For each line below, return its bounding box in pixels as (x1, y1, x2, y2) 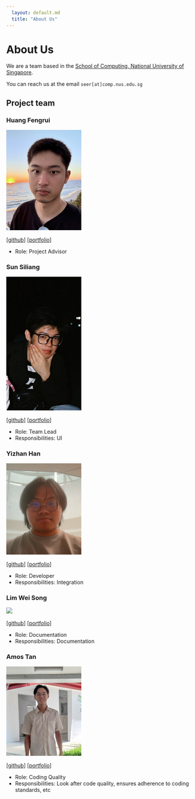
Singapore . (6, 69, 34, 76)
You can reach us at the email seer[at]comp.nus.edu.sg (6, 81, 143, 88)
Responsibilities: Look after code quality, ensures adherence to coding (14, 780, 189, 787)
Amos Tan (6, 652, 37, 661)
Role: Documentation (14, 631, 67, 638)
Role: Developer (14, 572, 55, 579)
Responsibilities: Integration (14, 579, 84, 586)
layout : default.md (11, 10, 61, 16)
